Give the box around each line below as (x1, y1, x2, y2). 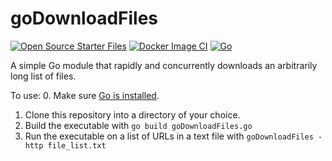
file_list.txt (47, 140, 107, 151)
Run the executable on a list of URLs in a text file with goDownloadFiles (24, 130, 314, 142)
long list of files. (10, 70, 77, 82)
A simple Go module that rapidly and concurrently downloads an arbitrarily (10, 59, 318, 71)
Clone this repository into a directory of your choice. (24, 108, 241, 121)
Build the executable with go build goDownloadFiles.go (24, 119, 253, 131)
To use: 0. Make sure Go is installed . (10, 89, 160, 101)
